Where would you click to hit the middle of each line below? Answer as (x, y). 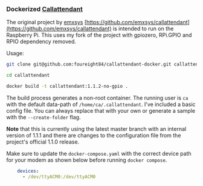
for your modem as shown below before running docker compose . (87, 160)
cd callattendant (28, 75)
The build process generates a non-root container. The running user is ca (97, 98)
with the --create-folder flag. (43, 117)
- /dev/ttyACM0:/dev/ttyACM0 (59, 177)
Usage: (15, 53)
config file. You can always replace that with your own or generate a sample (101, 110)
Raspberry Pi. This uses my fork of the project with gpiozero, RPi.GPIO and (99, 35)
